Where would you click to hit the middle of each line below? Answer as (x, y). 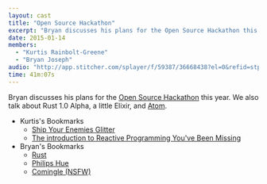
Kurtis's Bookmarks (52, 121)
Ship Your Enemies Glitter (73, 129)
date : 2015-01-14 (37, 38)
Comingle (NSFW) (61, 171)
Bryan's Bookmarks (52, 146)
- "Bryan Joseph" (44, 60)
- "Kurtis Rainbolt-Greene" (62, 52)
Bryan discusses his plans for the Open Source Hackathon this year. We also (133, 97)
